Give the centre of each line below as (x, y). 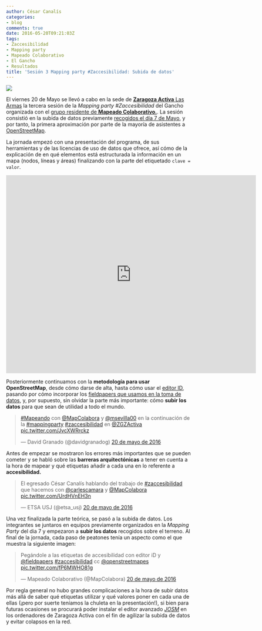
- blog (14, 22)
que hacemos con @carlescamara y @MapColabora (84, 490)
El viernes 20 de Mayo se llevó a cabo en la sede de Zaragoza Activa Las (95, 99)
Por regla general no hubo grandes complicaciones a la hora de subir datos (97, 590)
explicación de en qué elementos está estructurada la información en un (93, 155)
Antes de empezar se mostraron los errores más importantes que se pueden (98, 453)
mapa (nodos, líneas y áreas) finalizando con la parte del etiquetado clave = (98, 161)
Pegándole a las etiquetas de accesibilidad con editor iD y (90, 555)
